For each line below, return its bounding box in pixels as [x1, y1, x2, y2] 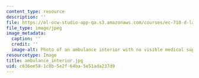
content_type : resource [6, 8, 65, 15]
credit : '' [11, 42, 38, 48]
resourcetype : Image [6, 52, 57, 58]
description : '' [6, 14, 46, 20]
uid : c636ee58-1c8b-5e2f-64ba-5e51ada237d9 [6, 63, 115, 69]
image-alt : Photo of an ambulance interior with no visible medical [11, 47, 184, 53]
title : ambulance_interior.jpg [6, 57, 84, 63]
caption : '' [11, 36, 41, 42]
